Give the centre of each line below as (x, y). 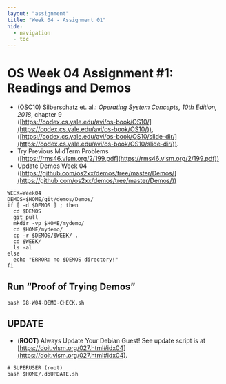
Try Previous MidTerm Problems (63, 151)
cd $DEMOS (27, 211)
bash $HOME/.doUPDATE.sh (43, 374)
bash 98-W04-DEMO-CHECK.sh (46, 303)
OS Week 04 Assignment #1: (90, 74)
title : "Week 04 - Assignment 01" (57, 20)
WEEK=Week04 (24, 193)
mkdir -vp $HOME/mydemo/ (49, 224)
